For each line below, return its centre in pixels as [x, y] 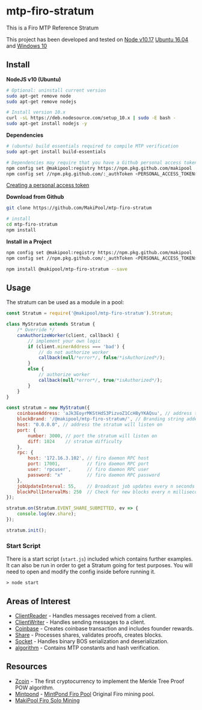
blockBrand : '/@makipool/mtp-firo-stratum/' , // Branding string [101, 419]
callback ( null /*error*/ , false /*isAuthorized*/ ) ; [102, 358]
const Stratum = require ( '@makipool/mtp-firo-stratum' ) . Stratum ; [90, 313]
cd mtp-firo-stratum [32, 225]
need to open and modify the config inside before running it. [81, 572]
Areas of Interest [38, 601]
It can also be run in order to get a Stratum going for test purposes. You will [99, 565]
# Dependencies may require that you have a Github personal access [94, 163]
